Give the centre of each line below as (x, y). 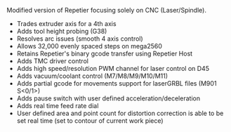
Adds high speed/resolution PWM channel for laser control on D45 (113, 68)
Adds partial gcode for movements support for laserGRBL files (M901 (117, 83)
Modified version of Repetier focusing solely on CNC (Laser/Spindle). (106, 10)
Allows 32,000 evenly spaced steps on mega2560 (89, 46)
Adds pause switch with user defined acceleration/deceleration (108, 98)
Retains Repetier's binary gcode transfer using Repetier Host (105, 53)
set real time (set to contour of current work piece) (90, 121)
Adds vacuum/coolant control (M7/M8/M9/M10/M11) (92, 76)
